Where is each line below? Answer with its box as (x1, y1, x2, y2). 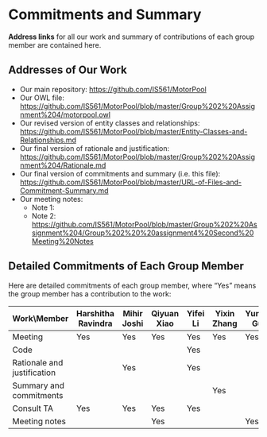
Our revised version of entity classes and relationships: (19, 118, 200, 128)
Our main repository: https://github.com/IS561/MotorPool (19, 84, 207, 94)
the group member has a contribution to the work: (8, 288, 172, 299)
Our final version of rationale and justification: (19, 143, 169, 153)
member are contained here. (8, 40, 102, 49)
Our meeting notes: (19, 194, 83, 203)
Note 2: (31, 211, 56, 220)
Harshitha (76, 307, 115, 319)
